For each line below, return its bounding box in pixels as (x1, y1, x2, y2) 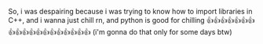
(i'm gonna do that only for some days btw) (92, 27, 233, 36)
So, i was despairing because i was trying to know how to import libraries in (8, 7, 253, 16)
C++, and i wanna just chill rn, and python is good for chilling (8, 16, 206, 24)
